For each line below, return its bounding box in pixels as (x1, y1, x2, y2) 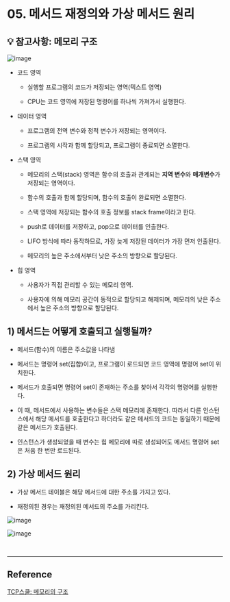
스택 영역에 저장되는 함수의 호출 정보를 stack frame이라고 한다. (27, 208, 196, 216)
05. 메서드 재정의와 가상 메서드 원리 (7, 6, 195, 22)
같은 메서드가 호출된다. (16, 423, 78, 431)
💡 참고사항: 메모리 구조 (7, 36, 98, 47)
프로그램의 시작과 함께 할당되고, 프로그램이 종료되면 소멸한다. (27, 141, 190, 149)
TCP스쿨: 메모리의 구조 (7, 588, 68, 596)
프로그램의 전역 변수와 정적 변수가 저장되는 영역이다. (27, 127, 166, 134)
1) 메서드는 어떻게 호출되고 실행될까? (7, 326, 153, 338)
